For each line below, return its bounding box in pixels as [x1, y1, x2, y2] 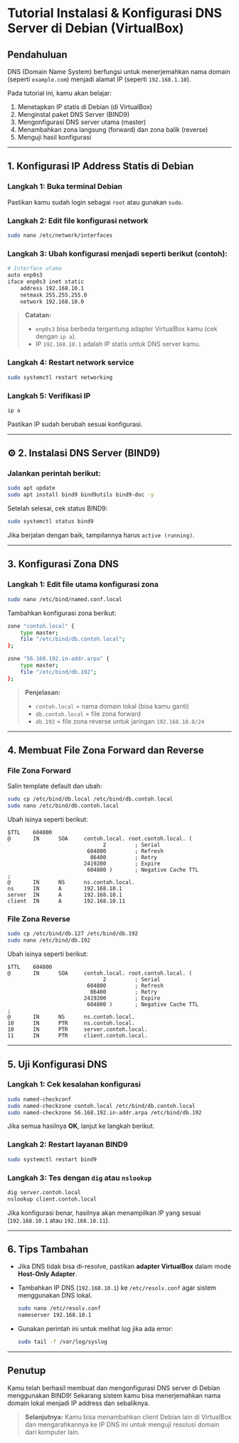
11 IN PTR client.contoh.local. [7, 1032, 148, 1039]
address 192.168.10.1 [20, 284, 84, 292]
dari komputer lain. [24, 1427, 80, 1436]
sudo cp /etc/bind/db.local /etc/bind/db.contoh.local [7, 796, 174, 803]
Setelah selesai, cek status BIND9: [7, 504, 108, 513]
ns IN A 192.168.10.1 [7, 885, 122, 893]
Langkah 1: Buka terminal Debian [7, 182, 123, 192]
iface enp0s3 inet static [7, 278, 84, 285]
